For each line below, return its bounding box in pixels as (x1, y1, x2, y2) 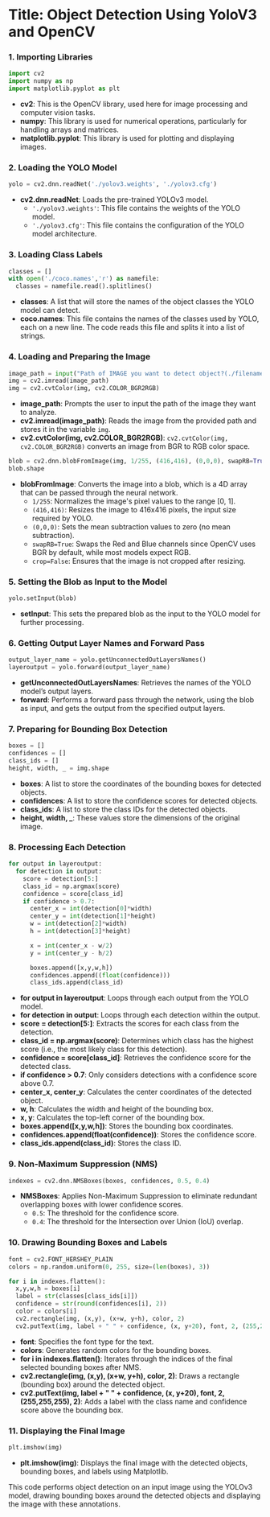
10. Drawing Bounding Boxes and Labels (8, 1237, 168, 1248)
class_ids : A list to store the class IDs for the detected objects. (19, 804, 227, 814)
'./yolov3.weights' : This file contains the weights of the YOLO (31, 203, 241, 213)
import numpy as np (8, 77, 74, 85)
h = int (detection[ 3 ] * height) (29, 927, 131, 935)
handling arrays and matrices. (19, 125, 119, 134)
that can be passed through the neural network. (19, 487, 178, 497)
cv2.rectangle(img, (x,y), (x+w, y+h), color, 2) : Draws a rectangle (19, 1371, 239, 1380)
